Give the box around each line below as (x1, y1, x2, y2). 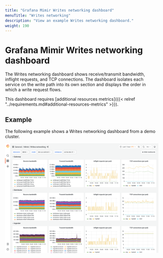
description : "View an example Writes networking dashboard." (5, 18, 134, 23)
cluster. (5, 134, 20, 139)
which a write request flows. (5, 87, 62, 92)
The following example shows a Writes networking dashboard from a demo (5, 129, 156, 134)
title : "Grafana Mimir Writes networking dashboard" (5, 8, 114, 13)
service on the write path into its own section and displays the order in (5, 82, 146, 88)
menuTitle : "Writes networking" (5, 13, 71, 18)
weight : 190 (5, 23, 29, 28)
